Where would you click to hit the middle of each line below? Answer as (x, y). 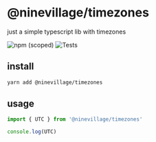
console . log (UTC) (32, 132)
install (21, 67)
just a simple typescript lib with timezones (67, 32)
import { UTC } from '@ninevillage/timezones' (75, 119)
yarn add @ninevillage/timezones (55, 82)
